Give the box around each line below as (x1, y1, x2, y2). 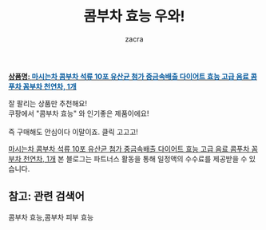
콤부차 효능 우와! (83, 7, 185, 26)
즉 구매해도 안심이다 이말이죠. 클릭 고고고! (8, 127, 138, 137)
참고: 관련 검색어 (8, 189, 85, 204)
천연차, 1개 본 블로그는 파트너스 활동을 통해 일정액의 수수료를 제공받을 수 (22, 153, 248, 164)
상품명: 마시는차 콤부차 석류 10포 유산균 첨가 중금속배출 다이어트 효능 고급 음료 (8, 71, 249, 81)
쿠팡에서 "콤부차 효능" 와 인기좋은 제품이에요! (8, 109, 149, 118)
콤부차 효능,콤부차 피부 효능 (8, 212, 94, 222)
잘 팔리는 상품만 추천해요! (8, 98, 88, 108)
